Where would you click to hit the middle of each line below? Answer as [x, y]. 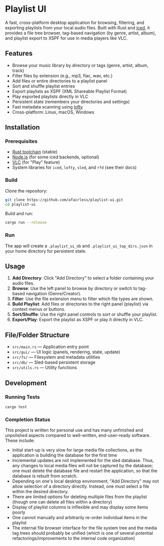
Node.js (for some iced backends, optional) [56, 157]
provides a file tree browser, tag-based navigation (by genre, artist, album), [81, 33]
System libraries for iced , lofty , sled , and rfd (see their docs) [74, 168]
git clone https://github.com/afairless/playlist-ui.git [64, 200]
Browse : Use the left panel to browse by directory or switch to [75, 288]
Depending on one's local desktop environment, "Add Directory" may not [85, 481]
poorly [19, 512]
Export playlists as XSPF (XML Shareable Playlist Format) [69, 91]
